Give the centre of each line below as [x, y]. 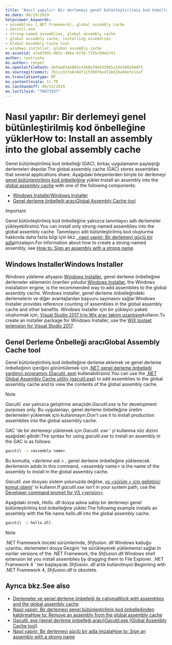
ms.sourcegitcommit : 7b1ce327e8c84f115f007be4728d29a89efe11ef [74, 72]
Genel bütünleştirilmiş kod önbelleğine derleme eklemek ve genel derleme [83, 362]
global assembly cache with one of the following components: [71, 186]
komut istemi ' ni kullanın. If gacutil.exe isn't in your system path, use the [81, 487]
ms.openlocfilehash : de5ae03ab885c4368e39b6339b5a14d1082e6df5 [74, 67]
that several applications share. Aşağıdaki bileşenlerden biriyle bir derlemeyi [85, 175]
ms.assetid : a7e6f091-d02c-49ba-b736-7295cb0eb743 [60, 53]
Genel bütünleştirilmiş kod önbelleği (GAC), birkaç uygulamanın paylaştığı [83, 164]
